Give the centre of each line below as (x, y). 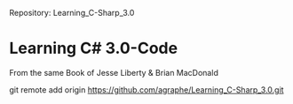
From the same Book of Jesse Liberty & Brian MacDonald (114, 72)
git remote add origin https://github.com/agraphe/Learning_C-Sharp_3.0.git (146, 89)
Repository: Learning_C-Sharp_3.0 (72, 13)
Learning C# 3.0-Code (94, 48)
